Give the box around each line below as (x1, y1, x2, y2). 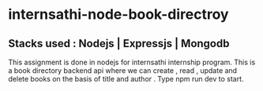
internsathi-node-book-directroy (8, 5, 229, 24)
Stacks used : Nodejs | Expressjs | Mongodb (8, 37, 230, 50)
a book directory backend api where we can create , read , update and (8, 66, 238, 75)
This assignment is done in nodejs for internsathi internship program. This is (8, 57, 256, 67)
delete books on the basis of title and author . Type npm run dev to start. (8, 75, 244, 83)
